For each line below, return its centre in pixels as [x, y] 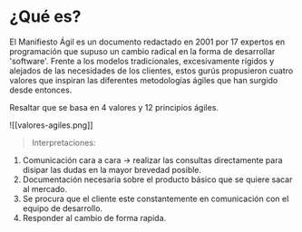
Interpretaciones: [63, 142]
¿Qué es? [45, 17]
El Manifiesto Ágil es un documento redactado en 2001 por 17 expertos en [147, 42]
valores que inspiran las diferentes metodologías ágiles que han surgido [144, 80]
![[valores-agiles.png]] [51, 125]
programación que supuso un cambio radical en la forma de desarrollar [142, 51]
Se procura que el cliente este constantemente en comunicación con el [156, 198]
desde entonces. [41, 90]
